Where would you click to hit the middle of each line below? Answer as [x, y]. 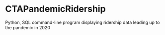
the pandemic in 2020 [28, 27]
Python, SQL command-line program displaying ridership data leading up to [82, 22]
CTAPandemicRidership [55, 9]
